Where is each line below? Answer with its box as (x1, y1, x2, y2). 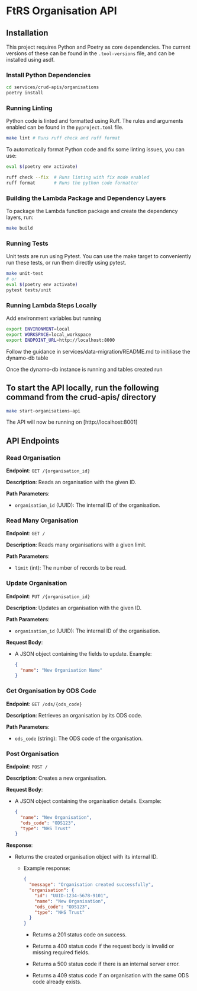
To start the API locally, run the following (6, 383, 159, 393)
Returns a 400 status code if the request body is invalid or (32, 942, 175, 950)
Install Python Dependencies (6, 71, 91, 79)
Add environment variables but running (6, 315, 102, 322)
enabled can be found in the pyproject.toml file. (6, 123, 124, 131)
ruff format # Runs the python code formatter (6, 180, 139, 186)
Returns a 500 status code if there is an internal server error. (32, 960, 180, 968)
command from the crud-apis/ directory (6, 392, 157, 402)
